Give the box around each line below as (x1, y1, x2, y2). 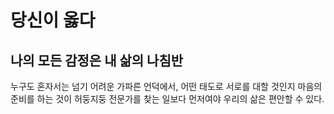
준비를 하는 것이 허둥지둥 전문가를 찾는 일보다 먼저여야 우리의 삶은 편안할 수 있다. (10, 93, 325, 105)
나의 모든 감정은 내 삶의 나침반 (10, 52, 184, 69)
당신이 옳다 (10, 9, 96, 32)
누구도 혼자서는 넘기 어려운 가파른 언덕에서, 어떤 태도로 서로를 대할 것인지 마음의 (10, 81, 323, 92)
